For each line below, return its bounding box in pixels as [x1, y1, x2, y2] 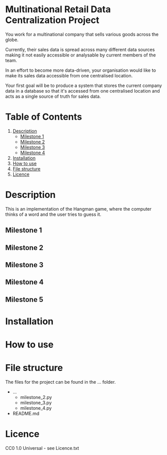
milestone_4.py [20, 405, 52, 411]
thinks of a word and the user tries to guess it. [5, 211, 102, 217]
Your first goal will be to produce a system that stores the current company [5, 82, 162, 89]
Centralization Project [5, 14, 99, 26]
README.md [12, 411, 40, 417]
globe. [5, 37, 19, 43]
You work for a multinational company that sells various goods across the [5, 31, 159, 37]
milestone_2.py [20, 394, 52, 401]
